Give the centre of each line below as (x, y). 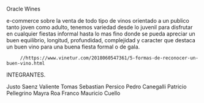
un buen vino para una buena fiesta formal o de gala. (73, 47)
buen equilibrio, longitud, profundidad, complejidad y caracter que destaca (101, 40)
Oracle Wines (24, 9)
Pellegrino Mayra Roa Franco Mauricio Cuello (63, 93)
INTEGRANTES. (26, 75)
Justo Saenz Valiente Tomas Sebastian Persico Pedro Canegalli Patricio (96, 86)
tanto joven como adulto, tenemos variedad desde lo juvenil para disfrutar (100, 27)
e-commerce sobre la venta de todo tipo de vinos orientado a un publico (98, 21)
